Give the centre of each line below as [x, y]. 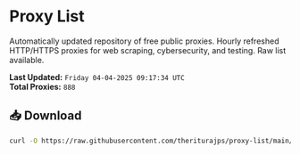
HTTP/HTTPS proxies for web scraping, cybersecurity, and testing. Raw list [148, 50]
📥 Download [46, 116]
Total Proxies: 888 [42, 86]
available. [27, 60]
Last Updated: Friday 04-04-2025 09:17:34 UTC [97, 77]
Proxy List [47, 16]
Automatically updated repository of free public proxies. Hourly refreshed [144, 41]
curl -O [24, 141]
